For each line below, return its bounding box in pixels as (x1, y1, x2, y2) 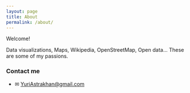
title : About (6, 14, 38, 20)
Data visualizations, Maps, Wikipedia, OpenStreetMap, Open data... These (6, 46, 184, 53)
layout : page (6, 8, 38, 15)
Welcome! (6, 35, 30, 42)
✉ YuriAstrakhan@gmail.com (14, 80, 85, 87)
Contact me (6, 67, 40, 76)
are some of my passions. (6, 53, 68, 60)
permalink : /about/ (6, 19, 54, 25)
